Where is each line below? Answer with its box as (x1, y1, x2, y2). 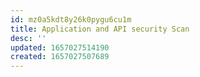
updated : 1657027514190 (10, 42, 110, 53)
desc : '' (10, 33, 47, 43)
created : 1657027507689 (10, 52, 110, 62)
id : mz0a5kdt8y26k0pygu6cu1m (10, 14, 132, 25)
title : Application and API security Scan (10, 24, 190, 34)
